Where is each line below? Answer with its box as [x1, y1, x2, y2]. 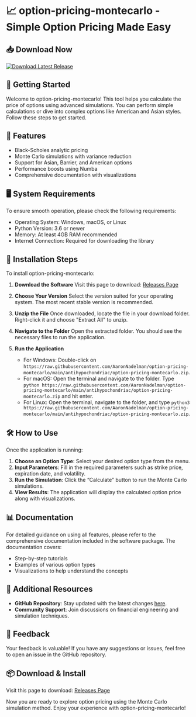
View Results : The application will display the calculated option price [14, 489, 181, 496]
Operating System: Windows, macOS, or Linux [14, 219, 127, 226]
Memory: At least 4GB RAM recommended [14, 231, 118, 238]
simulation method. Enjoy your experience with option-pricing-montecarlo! [6, 705, 186, 712]
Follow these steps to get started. [6, 114, 87, 121]
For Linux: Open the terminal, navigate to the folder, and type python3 [23, 399, 190, 406]
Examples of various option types [14, 561, 95, 568]
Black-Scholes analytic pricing [14, 146, 88, 153]
